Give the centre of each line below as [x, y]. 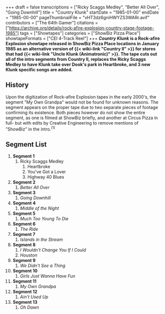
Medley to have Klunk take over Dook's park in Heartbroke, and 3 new [78, 64]
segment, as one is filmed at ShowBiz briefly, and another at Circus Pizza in [82, 118]
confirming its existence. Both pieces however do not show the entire [75, 112]
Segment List [26, 144]
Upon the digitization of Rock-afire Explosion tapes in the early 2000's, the [81, 97]
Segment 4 [24, 203]
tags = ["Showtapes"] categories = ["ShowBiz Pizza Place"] [80, 33]
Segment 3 [24, 193]
